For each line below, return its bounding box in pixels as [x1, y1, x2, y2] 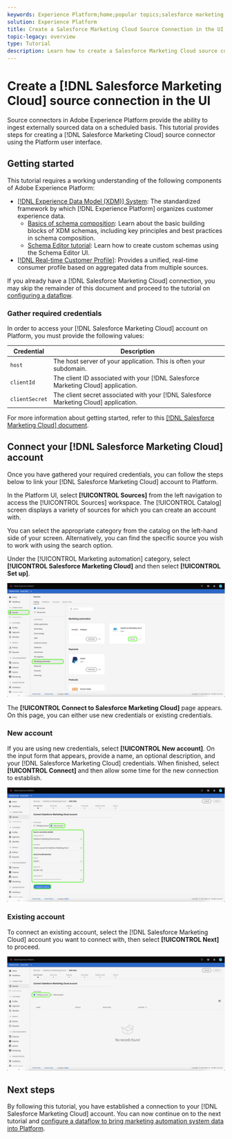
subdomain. [52, 364, 87, 373]
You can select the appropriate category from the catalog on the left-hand [7, 526, 218, 535]
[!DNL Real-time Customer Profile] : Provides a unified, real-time [17, 256, 199, 264]
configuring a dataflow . [7, 291, 73, 299]
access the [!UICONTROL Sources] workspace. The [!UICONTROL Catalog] [7, 498, 222, 506]
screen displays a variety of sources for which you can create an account [7, 506, 216, 514]
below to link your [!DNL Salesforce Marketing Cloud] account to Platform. [7, 477, 218, 485]
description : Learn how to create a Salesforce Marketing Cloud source [7, 48, 217, 55]
